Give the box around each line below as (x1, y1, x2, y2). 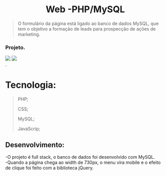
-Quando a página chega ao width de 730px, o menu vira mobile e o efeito (5, 159, 161, 165)
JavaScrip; (17, 126, 41, 132)
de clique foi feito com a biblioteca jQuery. (5, 164, 94, 171)
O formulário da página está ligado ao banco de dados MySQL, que (17, 20, 159, 26)
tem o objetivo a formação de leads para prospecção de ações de (17, 25, 156, 32)
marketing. (17, 31, 41, 37)
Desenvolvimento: (5, 140, 65, 149)
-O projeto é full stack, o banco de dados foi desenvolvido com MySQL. (5, 154, 155, 160)
